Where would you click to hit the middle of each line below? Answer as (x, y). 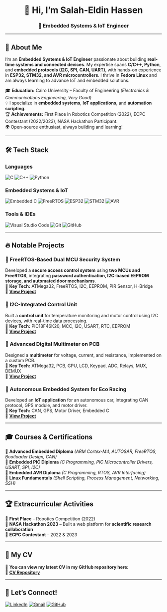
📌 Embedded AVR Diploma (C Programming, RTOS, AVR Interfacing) (76, 472)
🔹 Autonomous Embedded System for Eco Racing (66, 389)
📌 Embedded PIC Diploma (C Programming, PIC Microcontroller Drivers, (79, 462)
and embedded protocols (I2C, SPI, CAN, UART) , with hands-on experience (83, 70)
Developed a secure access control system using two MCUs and (73, 270)
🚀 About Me (24, 47)
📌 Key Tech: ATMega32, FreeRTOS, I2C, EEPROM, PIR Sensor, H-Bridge (79, 286)
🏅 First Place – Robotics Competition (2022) (50, 519)
